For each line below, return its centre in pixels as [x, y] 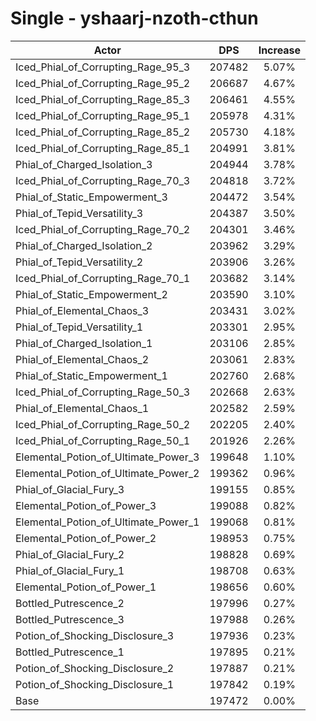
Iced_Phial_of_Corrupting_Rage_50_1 [103, 440]
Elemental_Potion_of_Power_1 [86, 587]
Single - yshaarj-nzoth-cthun [134, 18]
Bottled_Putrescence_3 [70, 619]
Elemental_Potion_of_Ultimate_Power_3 [107, 457]
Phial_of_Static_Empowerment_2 [91, 294]
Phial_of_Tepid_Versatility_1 [79, 327]
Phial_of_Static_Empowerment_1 [91, 375]
